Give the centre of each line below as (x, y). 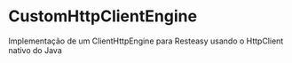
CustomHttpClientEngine (103, 16)
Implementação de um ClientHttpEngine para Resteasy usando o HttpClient (146, 41)
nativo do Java (36, 50)
